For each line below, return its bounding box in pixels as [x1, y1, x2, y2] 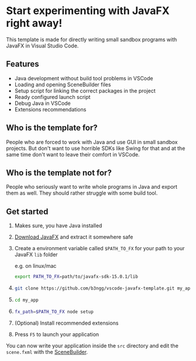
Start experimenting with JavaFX [6, 4, 170, 18]
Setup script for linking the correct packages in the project [14, 87, 156, 94]
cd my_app [14, 297, 39, 303]
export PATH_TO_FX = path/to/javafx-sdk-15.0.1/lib [14, 274, 139, 280]
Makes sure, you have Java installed [14, 222, 102, 229]
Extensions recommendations [14, 105, 87, 113]
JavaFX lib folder [14, 251, 58, 258]
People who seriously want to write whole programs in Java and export [6, 183, 177, 190]
